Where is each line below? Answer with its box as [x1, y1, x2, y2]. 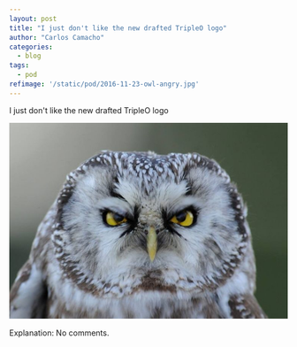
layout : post [9, 14, 57, 23]
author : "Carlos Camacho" [9, 33, 104, 42]
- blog [17, 51, 42, 61]
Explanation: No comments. [9, 328, 110, 338]
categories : [9, 42, 53, 51]
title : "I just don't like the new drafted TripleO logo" [9, 23, 227, 33]
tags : [9, 61, 29, 70]
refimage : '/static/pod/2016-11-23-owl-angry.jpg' [9, 80, 200, 89]
